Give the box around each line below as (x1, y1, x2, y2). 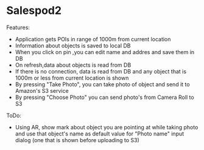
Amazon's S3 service (15, 87, 69, 94)
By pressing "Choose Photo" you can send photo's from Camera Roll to (15, 94, 194, 101)
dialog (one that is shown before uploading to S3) (15, 136, 140, 143)
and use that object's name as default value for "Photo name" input (15, 130, 185, 137)
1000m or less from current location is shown (15, 74, 129, 81)
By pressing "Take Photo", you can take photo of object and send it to (15, 80, 190, 88)
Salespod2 (6, 4, 62, 18)
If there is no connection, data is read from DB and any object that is (15, 67, 187, 75)
